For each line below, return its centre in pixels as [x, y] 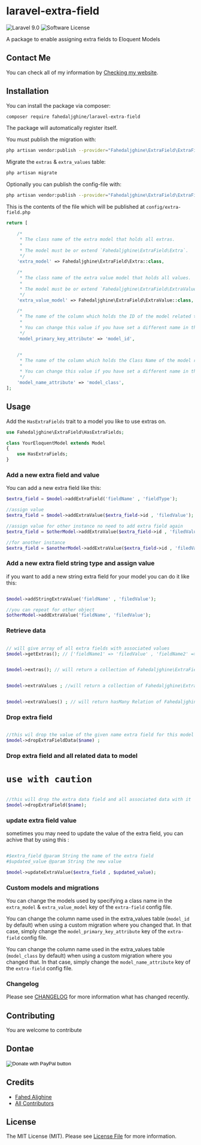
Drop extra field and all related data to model [72, 756]
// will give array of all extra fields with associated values [88, 648]
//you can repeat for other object [51, 610]
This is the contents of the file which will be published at [76, 207]
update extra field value [41, 820]
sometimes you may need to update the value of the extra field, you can [95, 833]
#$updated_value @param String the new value [64, 861]
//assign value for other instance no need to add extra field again [95, 526]
